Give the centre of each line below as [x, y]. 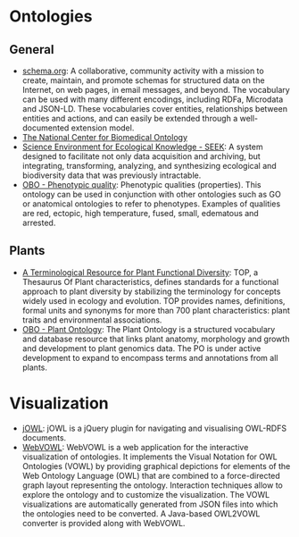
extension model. [103, 128]
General [32, 50]
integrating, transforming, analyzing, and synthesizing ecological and [149, 166]
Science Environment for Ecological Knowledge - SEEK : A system [142, 147]
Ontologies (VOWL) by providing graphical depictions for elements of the [156, 466]
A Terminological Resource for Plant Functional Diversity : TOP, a [140, 272]
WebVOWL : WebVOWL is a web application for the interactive [135, 447]
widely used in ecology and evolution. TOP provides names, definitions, [154, 300]
